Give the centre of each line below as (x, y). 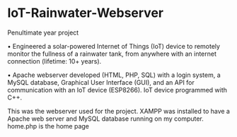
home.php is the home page (48, 126)
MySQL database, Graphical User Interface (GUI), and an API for (101, 82)
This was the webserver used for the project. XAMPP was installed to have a (118, 111)
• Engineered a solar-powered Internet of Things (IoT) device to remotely (114, 46)
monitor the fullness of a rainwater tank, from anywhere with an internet (112, 54)
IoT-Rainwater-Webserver (86, 13)
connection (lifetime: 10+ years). (54, 61)
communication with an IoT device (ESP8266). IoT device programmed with (117, 90)
